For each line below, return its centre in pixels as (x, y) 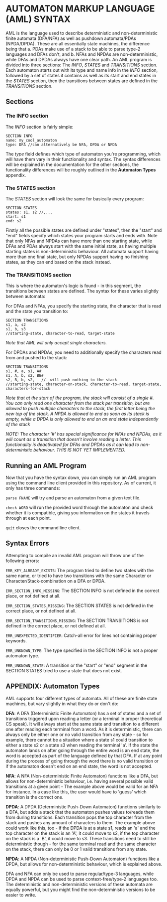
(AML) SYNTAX (38, 19)
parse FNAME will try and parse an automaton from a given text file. (73, 498)
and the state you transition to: (37, 311)
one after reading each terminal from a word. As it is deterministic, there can (84, 729)
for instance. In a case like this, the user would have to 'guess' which (76, 792)
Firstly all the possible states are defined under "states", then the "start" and (84, 230)
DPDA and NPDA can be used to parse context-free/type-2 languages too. (82, 879)
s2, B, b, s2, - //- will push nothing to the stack (61, 380)
